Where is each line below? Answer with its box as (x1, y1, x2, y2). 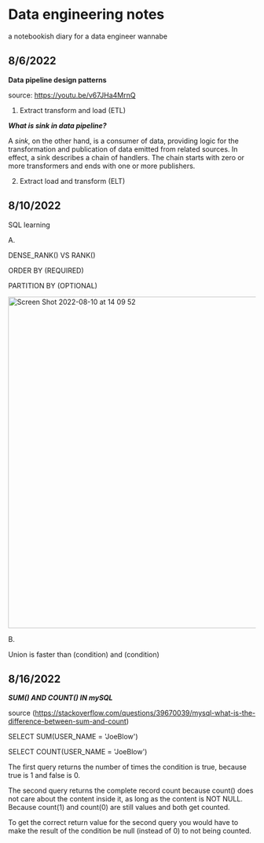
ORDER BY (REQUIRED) (8, 266, 84, 275)
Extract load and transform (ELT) (19, 176, 126, 185)
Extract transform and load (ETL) (19, 105, 126, 115)
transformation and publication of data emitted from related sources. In (8, 144, 238, 154)
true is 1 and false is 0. (8, 771, 81, 780)
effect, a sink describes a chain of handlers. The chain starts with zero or (8, 152, 245, 162)
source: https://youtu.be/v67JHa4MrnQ (8, 90, 136, 100)
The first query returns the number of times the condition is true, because (8, 762, 247, 772)
